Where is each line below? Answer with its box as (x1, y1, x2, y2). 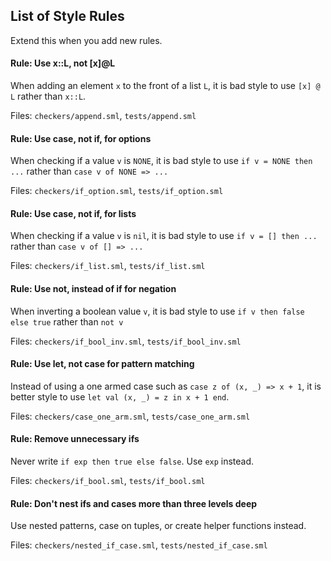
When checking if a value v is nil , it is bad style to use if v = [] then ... (10, 230, 318, 242)
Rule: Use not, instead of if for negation (10, 283, 177, 295)
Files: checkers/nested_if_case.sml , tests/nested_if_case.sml (10, 539, 268, 551)
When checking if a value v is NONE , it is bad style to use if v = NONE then (10, 155, 313, 167)
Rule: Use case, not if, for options (10, 132, 152, 144)
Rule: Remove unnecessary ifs (10, 433, 140, 445)
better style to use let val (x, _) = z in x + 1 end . (10, 390, 230, 403)
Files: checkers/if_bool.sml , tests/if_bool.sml (10, 475, 206, 487)
